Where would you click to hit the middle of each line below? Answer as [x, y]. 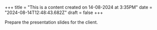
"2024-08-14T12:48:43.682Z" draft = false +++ [54, 12]
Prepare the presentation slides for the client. [51, 22]
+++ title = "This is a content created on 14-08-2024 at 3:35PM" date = [78, 7]
